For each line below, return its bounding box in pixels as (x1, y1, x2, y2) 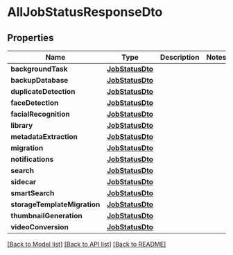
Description (159, 53, 200, 62)
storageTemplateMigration (10, 199, 101, 209)
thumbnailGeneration (10, 211, 83, 220)
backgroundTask (10, 64, 68, 74)
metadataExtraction (10, 132, 78, 141)
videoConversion (10, 222, 69, 231)
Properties (7, 32, 54, 44)
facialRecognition (10, 109, 71, 119)
